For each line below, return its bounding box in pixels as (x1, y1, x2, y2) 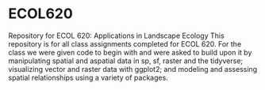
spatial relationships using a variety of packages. (8, 73, 168, 82)
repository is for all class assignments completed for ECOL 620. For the (8, 39, 242, 48)
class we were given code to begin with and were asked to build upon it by (8, 47, 252, 57)
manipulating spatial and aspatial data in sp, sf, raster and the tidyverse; (8, 56, 244, 66)
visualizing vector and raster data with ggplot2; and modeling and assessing (8, 64, 258, 73)
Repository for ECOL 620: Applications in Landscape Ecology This (8, 31, 225, 40)
